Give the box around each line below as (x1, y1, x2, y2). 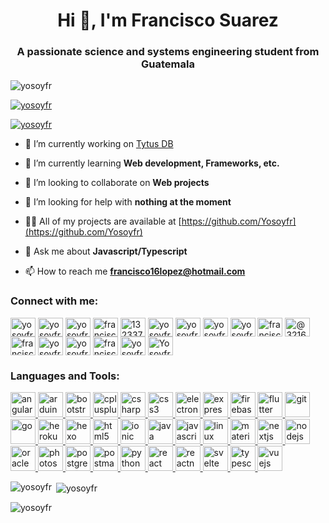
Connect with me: (10, 294, 99, 308)
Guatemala (141, 57, 195, 71)
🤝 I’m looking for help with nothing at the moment (24, 196, 232, 208)
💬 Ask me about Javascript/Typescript (24, 245, 188, 258)
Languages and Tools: (10, 369, 120, 383)
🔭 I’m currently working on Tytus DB (24, 138, 174, 150)
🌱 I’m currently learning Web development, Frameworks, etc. (24, 157, 280, 169)
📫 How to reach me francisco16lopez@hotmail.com (24, 265, 246, 278)
